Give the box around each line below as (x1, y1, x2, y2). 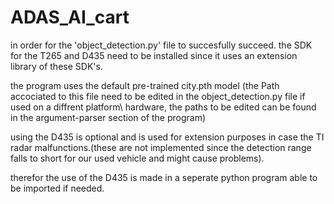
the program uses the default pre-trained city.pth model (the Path (10, 79, 280, 91)
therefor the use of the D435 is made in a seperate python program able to (10, 171, 318, 183)
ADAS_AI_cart (10, 6, 130, 29)
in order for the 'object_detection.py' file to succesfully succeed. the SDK (10, 39, 313, 51)
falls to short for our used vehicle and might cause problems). (10, 152, 265, 164)
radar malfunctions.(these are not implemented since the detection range (10, 141, 312, 153)
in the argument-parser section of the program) (10, 111, 207, 123)
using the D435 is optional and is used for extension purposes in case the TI (10, 131, 325, 143)
